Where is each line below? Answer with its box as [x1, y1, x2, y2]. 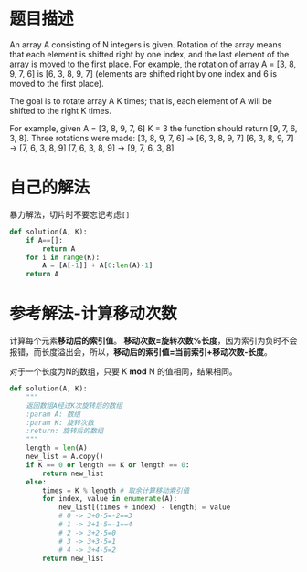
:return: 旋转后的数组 [26, 426, 104, 436]
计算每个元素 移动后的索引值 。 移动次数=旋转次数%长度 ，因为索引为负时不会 [9, 335, 298, 347]
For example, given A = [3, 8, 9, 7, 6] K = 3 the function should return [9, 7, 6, [9, 122, 298, 133]
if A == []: [26, 235, 64, 244]
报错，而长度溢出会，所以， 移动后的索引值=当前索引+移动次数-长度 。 [9, 347, 272, 358]
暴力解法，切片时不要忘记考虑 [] [9, 209, 131, 220]
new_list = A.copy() [26, 452, 104, 462]
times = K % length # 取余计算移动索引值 [42, 485, 190, 495]
